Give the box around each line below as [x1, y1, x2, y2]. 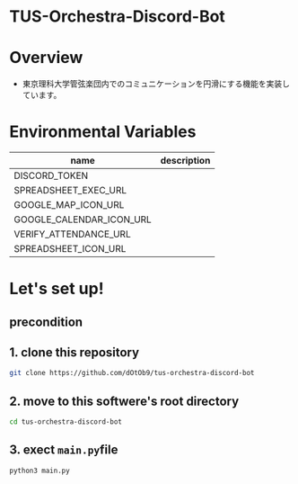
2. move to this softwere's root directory [9, 393, 240, 408]
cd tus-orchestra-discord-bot [9, 417, 123, 426]
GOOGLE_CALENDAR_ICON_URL [13, 213, 153, 226]
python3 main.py [9, 466, 70, 475]
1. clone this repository [9, 345, 140, 361]
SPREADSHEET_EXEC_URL [13, 184, 127, 197]
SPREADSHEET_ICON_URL [13, 243, 127, 255]
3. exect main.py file [9, 443, 118, 458]
